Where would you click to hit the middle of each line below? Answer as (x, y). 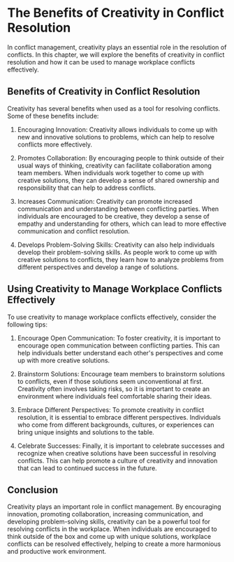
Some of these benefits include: (53, 116)
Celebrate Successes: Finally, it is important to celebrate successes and (121, 446)
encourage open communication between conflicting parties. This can (118, 345)
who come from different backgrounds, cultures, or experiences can (116, 425)
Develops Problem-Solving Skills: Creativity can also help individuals (116, 245)
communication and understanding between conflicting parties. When (118, 209)
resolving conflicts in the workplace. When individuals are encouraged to (112, 529)
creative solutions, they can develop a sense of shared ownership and (118, 180)
